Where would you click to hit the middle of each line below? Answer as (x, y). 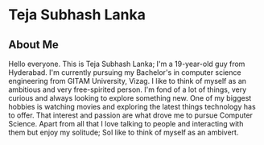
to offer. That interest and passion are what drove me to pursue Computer (131, 115)
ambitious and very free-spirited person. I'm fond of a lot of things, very (128, 89)
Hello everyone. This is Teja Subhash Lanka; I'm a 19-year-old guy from (127, 64)
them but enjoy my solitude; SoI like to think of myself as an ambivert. (124, 132)
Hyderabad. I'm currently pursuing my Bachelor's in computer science (125, 72)
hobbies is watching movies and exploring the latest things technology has (132, 107)
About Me (33, 45)
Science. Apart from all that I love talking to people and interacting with (126, 124)
